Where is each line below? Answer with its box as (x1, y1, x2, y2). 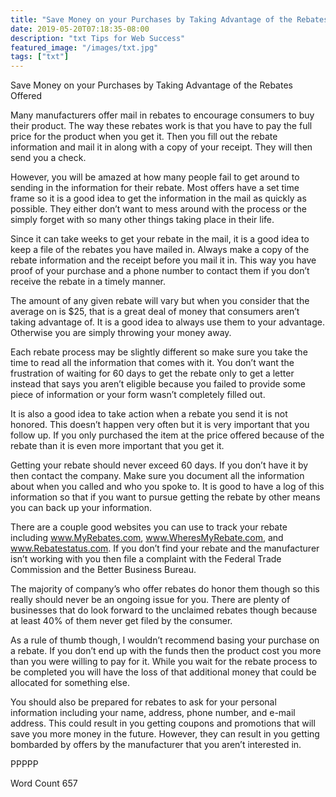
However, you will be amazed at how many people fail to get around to (10, 171, 300, 183)
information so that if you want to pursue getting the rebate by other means (10, 491, 321, 503)
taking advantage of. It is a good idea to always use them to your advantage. (10, 316, 326, 328)
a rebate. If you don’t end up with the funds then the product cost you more (10, 645, 322, 657)
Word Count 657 (10, 777, 78, 790)
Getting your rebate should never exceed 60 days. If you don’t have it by (10, 459, 309, 471)
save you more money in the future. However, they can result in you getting (10, 728, 320, 740)
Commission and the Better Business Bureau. (10, 564, 197, 576)
